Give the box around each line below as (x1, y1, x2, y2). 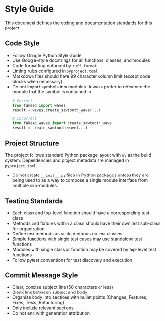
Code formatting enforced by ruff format (12, 62, 97, 68)
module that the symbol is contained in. (12, 88, 93, 94)
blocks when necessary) (12, 78, 63, 84)
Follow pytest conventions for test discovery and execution (12, 257, 132, 263)
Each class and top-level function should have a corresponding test (12, 210, 150, 216)
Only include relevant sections (12, 305, 74, 311)
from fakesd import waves (12, 103, 66, 108)
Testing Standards (5, 197, 63, 205)
